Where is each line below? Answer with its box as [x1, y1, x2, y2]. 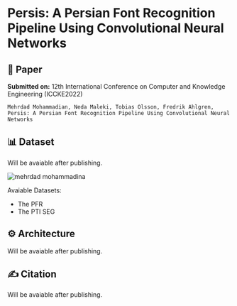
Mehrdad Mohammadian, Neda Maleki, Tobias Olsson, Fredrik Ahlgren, [7, 104, 214, 111]
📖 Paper [7, 63, 43, 75]
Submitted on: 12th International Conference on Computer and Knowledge [7, 82, 226, 90]
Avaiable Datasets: [7, 186, 62, 195]
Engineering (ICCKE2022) [7, 90, 83, 98]
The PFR [17, 200, 43, 208]
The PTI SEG [17, 207, 55, 216]
